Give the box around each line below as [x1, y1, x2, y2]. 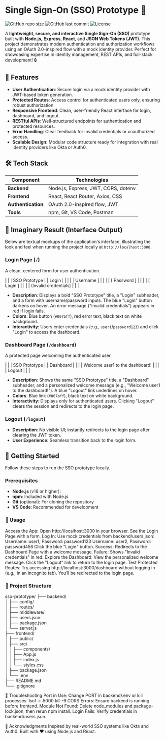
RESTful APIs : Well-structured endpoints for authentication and [12, 118, 141, 124]
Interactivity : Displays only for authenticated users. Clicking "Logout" [12, 398, 154, 404]
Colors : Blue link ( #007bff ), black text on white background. [12, 393, 134, 398]
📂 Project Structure [5, 582, 52, 589]
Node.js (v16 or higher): [12, 489, 61, 494]
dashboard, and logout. [12, 112, 60, 118]
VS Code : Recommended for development [12, 504, 99, 510]
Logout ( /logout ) [5, 415, 46, 422]
